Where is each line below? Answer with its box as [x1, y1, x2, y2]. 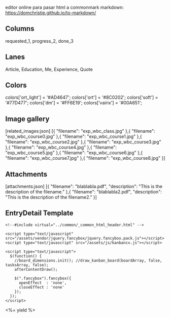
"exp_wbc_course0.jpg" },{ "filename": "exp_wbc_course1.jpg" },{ [5, 133, 142, 139]
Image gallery [5, 114, 50, 123]
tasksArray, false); [5, 262, 49, 268]
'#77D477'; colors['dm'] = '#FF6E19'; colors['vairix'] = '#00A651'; [5, 100, 143, 106]
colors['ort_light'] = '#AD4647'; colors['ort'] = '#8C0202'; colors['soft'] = [5, 94, 158, 101]
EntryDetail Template [5, 209, 74, 218]
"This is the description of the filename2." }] [5, 194, 97, 200]
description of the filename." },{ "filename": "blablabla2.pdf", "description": [5, 189, 162, 195]
